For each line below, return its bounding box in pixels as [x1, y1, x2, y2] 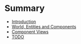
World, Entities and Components [11, 23, 76, 29]
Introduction [11, 19, 36, 24]
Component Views [11, 29, 49, 34]
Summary [4, 3, 45, 14]
